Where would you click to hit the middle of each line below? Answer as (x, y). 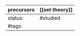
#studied (50, 18)
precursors (21, 10)
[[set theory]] (56, 10)
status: (16, 18)
